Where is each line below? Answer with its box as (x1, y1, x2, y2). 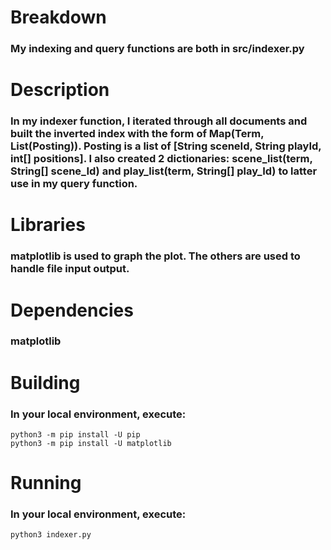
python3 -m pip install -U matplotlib (10, 438, 172, 448)
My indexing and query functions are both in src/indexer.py (10, 42, 305, 56)
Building (10, 371, 81, 394)
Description (10, 79, 110, 101)
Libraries (10, 214, 86, 236)
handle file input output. (10, 262, 130, 276)
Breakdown (10, 6, 107, 29)
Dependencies (10, 299, 134, 321)
